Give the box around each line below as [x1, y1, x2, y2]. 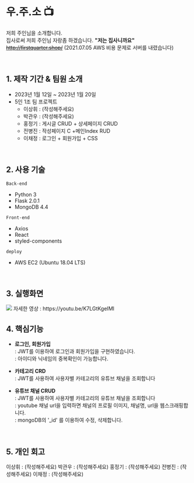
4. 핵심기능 [6, 324, 44, 334]
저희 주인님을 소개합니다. [6, 29, 63, 36]
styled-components [14, 237, 63, 244]
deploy [6, 249, 22, 254]
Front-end [6, 215, 30, 220]
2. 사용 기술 [6, 165, 46, 175]
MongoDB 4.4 [14, 203, 49, 211]
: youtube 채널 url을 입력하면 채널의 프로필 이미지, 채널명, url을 [14, 402, 159, 409]
